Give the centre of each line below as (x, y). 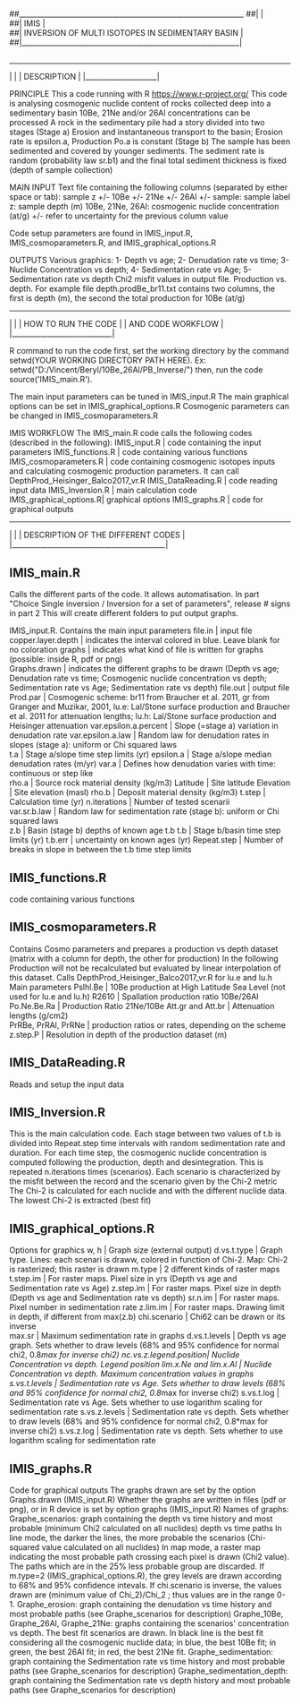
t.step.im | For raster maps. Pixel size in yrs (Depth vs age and (123, 1279)
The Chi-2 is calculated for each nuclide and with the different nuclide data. (148, 1191)
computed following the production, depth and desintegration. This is (137, 1162)
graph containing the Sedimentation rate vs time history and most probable (147, 1662)
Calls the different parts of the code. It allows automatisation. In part (134, 595)
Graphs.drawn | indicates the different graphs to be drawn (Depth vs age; (144, 669)
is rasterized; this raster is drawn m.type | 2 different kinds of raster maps (145, 1269)
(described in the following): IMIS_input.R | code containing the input (135, 442)
